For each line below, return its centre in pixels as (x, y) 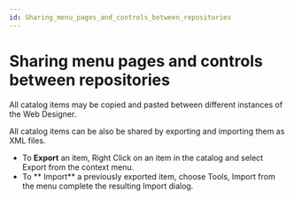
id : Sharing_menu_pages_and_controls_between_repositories (120, 17)
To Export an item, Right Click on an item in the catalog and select (143, 158)
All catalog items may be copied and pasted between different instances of (146, 104)
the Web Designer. (43, 114)
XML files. (27, 140)
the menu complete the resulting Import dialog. (108, 186)
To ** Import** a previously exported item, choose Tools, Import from (149, 176)
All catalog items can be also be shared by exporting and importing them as (147, 131)
